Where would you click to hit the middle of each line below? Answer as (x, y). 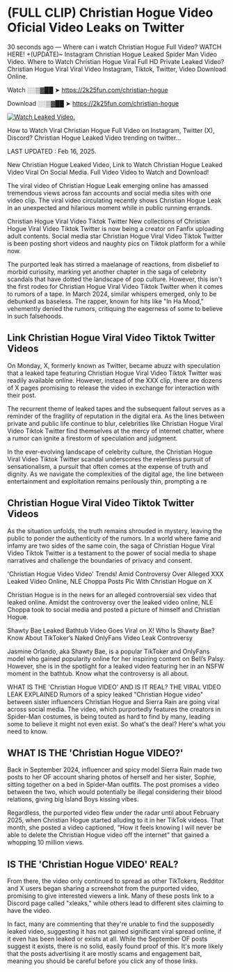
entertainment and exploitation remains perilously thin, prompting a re (107, 481)
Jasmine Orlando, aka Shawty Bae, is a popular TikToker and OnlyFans (109, 651)
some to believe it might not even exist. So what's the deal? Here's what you (116, 724)
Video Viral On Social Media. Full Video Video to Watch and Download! (108, 172)
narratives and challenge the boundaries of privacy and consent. (100, 560)
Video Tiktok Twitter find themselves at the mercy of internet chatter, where (116, 431)
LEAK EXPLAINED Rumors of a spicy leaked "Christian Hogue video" (105, 694)
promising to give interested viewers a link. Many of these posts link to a (111, 896)
